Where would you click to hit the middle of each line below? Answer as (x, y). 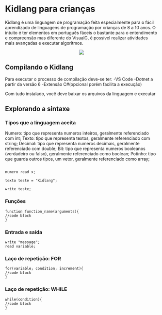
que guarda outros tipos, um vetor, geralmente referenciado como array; (77, 159)
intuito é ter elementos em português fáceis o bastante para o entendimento (81, 33)
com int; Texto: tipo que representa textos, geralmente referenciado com (78, 138)
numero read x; (20, 172)
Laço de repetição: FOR (33, 258)
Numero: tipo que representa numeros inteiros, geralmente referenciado (77, 133)
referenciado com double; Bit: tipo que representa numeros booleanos (75, 149)
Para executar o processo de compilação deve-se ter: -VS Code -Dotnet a (79, 79)
